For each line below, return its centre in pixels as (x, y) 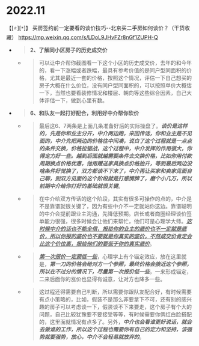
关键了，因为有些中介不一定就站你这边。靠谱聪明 (131, 206)
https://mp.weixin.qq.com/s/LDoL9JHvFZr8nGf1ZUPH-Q (88, 37)
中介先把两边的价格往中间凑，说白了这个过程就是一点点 (124, 141)
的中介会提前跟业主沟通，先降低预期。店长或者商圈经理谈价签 (115, 213)
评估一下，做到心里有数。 (76, 100)
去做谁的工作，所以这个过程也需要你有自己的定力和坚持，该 (113, 329)
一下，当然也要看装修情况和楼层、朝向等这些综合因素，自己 (113, 93)
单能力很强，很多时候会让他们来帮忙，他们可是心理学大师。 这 (115, 221)
